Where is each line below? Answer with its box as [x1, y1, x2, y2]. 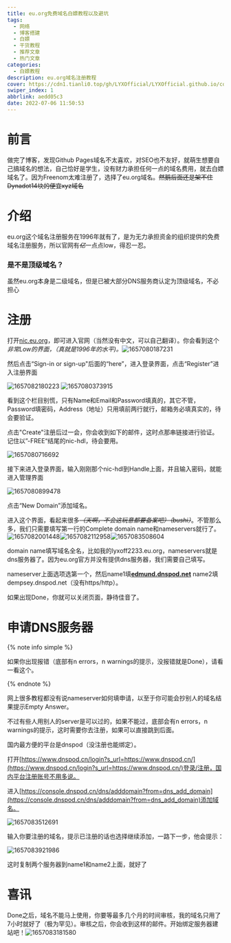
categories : [7, 61, 41, 68]
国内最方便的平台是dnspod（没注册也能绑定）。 [7, 740, 140, 749]
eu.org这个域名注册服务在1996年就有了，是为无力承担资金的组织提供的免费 [7, 232, 220, 241]
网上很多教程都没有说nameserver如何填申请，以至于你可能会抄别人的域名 [7, 693, 216, 702]
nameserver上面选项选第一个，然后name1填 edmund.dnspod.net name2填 [7, 569, 219, 578]
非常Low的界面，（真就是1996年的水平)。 [7, 345, 122, 353]
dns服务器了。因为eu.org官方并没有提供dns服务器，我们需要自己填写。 [7, 555, 209, 563]
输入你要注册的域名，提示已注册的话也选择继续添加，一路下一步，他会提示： [7, 832, 224, 840]
